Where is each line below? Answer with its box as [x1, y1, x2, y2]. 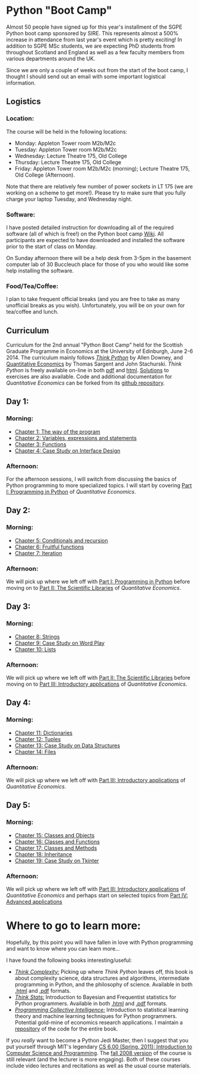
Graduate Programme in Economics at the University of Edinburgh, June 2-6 [6, 348, 193, 355]
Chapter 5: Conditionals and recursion [14, 537, 108, 544]
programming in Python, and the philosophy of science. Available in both [14, 980, 193, 988]
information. [6, 79, 36, 86]
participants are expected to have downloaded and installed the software [6, 236, 185, 243]
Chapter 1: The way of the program [14, 428, 101, 435]
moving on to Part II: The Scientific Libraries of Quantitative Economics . [6, 584, 181, 591]
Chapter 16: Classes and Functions [14, 838, 100, 845]
